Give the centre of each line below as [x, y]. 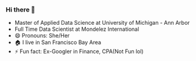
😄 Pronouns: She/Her [42, 36]
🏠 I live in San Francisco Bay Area [58, 42]
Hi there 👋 [21, 10]
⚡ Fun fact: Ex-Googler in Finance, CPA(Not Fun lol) [79, 51]
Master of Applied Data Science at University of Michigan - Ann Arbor [102, 23]
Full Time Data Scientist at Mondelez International [77, 29]
